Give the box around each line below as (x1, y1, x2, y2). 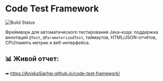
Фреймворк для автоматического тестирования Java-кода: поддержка (5, 29, 158, 35)
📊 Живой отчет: (5, 55, 59, 63)
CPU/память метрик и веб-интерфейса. (5, 39, 90, 45)
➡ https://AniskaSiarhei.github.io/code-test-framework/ (5, 70, 120, 76)
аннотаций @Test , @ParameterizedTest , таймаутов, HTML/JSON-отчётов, (5, 34, 157, 40)
